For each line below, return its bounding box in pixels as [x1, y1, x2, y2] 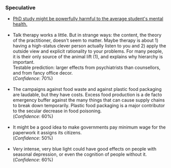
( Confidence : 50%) [12, 135, 54, 141]
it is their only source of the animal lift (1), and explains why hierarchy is [12, 54, 163, 60]
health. [12, 21, 28, 27]
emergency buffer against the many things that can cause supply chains [12, 97, 165, 103]
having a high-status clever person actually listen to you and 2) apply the [12, 43, 166, 49]
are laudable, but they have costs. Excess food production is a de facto [12, 91, 162, 98]
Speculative [5, 4, 36, 11]
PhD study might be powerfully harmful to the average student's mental [12, 16, 163, 22]
